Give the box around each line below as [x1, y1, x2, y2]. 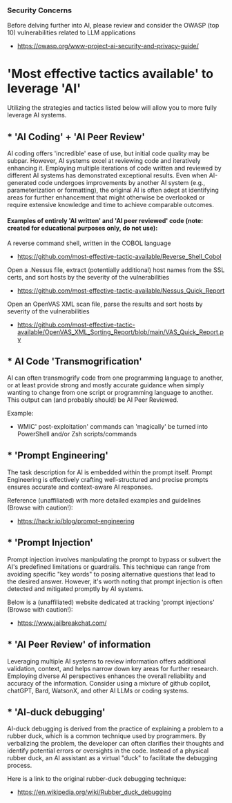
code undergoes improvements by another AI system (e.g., [37, 179, 206, 187]
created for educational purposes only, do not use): [7, 224, 158, 232]
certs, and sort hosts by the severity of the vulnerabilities [7, 273, 170, 282]
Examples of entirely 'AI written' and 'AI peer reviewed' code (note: [7, 216, 204, 224]
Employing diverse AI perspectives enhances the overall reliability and [7, 672, 206, 680]
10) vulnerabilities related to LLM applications [7, 28, 136, 37]
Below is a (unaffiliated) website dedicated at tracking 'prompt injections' [7, 598, 215, 606]
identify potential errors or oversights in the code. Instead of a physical [7, 746, 209, 755]
